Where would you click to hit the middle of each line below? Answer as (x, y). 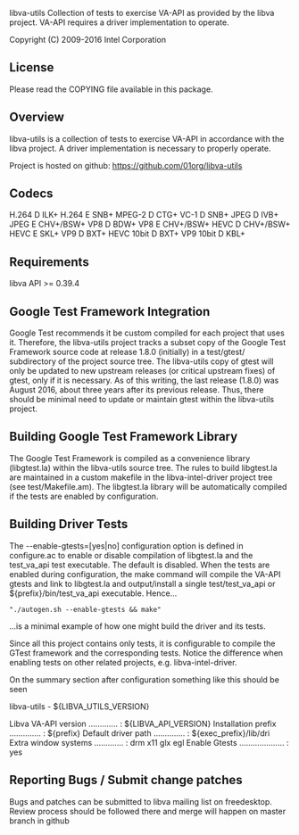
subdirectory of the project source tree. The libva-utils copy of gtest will (141, 361)
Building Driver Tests (69, 524)
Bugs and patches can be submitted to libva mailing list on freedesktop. (141, 801)
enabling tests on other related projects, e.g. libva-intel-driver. (123, 662)
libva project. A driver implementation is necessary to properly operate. (140, 148)
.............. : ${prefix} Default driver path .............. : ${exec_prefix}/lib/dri (140, 733)
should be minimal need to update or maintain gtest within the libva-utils (142, 400)
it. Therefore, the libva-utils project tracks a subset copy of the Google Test (148, 343)
